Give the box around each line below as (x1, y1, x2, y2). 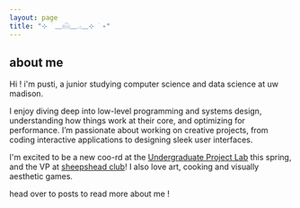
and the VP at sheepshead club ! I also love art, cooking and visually (9, 161, 260, 172)
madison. (9, 88, 44, 99)
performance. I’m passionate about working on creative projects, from (9, 125, 269, 136)
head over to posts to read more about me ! (9, 188, 171, 199)
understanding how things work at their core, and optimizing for (9, 115, 245, 126)
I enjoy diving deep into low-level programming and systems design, (9, 105, 262, 117)
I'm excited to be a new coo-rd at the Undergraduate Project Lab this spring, (9, 152, 292, 163)
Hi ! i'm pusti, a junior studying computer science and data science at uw (9, 78, 278, 90)
